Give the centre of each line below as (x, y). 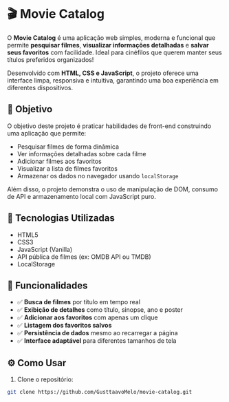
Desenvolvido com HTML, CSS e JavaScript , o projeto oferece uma (103, 73)
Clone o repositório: (45, 379)
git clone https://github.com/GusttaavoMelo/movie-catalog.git (100, 392)
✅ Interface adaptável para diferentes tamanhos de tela (97, 341)
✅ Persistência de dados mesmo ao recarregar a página (97, 333)
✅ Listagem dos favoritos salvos (64, 326)
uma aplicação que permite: (47, 133)
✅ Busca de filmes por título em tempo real (79, 302)
